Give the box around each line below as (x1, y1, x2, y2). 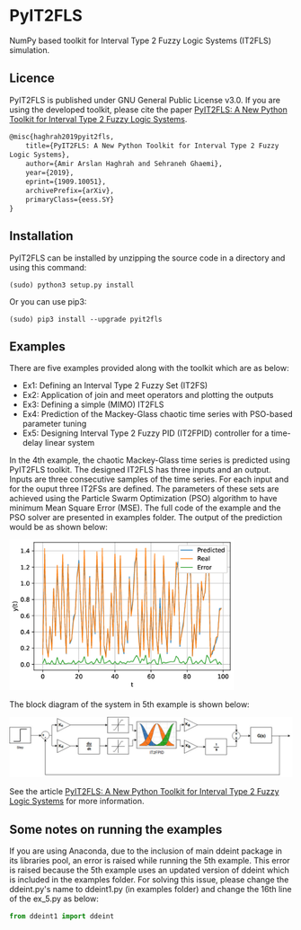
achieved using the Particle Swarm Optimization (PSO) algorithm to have (9, 493, 278, 504)
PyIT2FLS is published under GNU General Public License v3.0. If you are (9, 94, 281, 105)
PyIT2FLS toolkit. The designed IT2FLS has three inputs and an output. (9, 465, 271, 475)
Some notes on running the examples (9, 821, 223, 837)
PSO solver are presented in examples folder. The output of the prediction (9, 512, 283, 523)
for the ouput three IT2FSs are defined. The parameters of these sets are (9, 483, 279, 494)
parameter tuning (22, 419, 87, 430)
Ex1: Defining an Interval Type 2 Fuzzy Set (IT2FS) (22, 380, 208, 391)
